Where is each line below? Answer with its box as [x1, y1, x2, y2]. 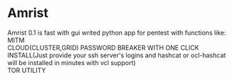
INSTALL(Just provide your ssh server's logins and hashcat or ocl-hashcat [7, 51, 227, 59]
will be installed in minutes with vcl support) [7, 58, 136, 67]
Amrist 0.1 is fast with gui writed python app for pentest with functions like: [7, 28, 227, 37]
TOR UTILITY [7, 66, 46, 74]
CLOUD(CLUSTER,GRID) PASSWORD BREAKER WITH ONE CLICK [7, 43, 200, 52]
